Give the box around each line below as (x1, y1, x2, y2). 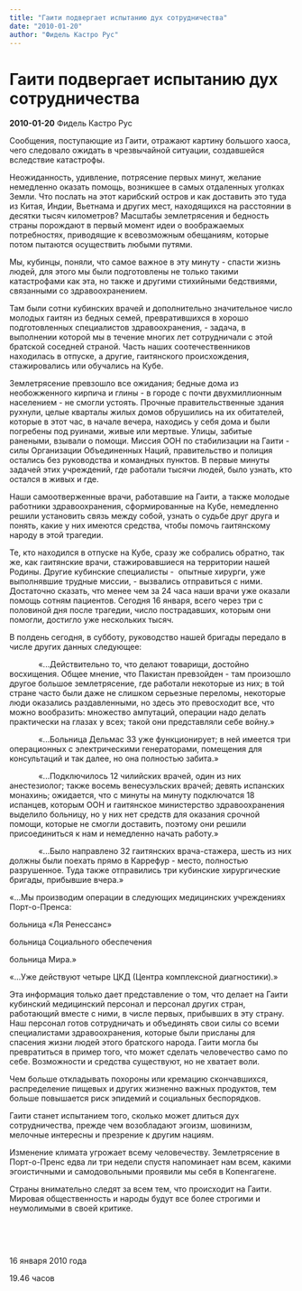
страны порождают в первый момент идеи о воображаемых (9, 220, 245, 231)
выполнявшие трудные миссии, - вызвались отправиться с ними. (9, 576, 263, 587)
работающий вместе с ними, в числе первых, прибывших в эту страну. (9, 1008, 285, 1019)
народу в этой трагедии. (9, 530, 104, 541)
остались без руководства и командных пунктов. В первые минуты (9, 455, 270, 466)
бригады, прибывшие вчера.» (9, 875, 124, 886)
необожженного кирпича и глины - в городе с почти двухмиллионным (9, 387, 282, 398)
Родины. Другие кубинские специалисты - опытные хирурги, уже (9, 566, 266, 578)
